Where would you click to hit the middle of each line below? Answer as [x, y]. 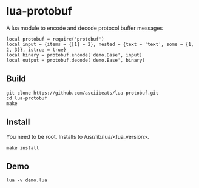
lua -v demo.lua [27, 180]
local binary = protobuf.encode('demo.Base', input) [74, 55]
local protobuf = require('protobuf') [55, 39]
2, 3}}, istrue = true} [36, 50]
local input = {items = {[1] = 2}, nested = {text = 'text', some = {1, [100, 44]
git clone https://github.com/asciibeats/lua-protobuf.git [83, 93]
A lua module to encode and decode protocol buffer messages [85, 28]
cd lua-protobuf [27, 98]
